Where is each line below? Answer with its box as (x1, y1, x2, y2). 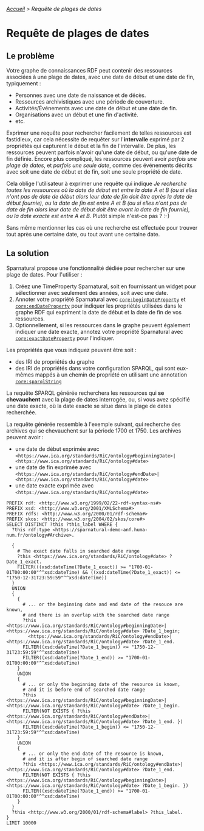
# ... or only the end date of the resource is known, (22, 751, 165, 757)
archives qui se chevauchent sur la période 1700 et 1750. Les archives (6, 426, 182, 434)
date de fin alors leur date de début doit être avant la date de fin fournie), (6, 206, 190, 213)
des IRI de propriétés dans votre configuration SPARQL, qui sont (15, 364, 175, 372)
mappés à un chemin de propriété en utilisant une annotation (35, 371, 188, 378)
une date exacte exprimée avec (15, 481, 94, 489)
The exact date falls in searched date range (22, 548, 140, 554)
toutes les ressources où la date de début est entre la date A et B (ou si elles (6, 186, 197, 194)
